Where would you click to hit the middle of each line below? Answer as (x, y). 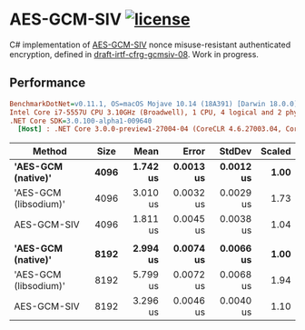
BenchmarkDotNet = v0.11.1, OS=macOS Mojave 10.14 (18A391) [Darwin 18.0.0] (154, 104)
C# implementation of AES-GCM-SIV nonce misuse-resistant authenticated (150, 45)
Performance (48, 83)
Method (50, 152)
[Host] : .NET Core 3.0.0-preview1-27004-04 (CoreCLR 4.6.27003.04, (150, 129)
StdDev (236, 152)
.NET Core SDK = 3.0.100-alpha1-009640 (81, 121)
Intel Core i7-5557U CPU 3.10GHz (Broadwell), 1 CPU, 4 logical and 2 (146, 112)
